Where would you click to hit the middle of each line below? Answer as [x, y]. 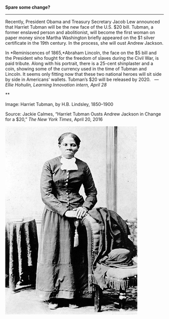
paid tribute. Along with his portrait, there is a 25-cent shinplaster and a [79, 63]
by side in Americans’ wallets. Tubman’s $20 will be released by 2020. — [82, 79]
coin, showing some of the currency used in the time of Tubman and [76, 69]
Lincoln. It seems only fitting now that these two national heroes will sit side [83, 74]
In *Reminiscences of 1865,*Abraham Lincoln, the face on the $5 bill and [81, 53]
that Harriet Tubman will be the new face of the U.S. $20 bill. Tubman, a [79, 27]
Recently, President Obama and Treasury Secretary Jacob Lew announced [82, 22]
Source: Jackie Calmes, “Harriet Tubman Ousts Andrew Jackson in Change [83, 114]
